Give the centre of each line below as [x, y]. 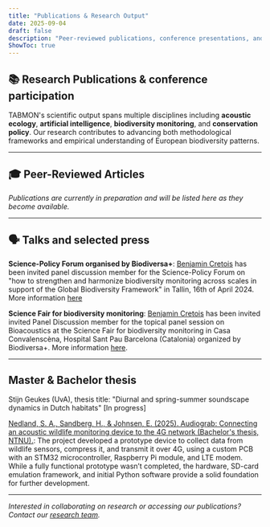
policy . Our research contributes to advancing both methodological [120, 132]
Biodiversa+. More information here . [68, 347]
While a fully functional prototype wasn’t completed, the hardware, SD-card [133, 466]
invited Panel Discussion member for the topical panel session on [117, 321]
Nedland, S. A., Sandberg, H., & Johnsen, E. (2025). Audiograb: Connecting [133, 423]
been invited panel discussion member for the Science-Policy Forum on [127, 272]
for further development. [49, 484]
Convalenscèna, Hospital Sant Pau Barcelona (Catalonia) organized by [125, 339]
